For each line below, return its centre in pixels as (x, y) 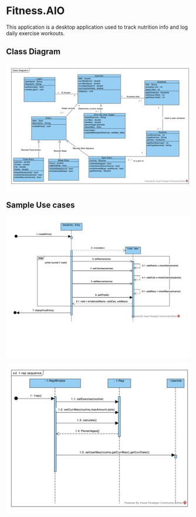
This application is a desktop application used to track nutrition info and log (97, 27)
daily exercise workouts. (36, 33)
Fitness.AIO (36, 11)
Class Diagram (33, 52)
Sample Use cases (40, 205)
